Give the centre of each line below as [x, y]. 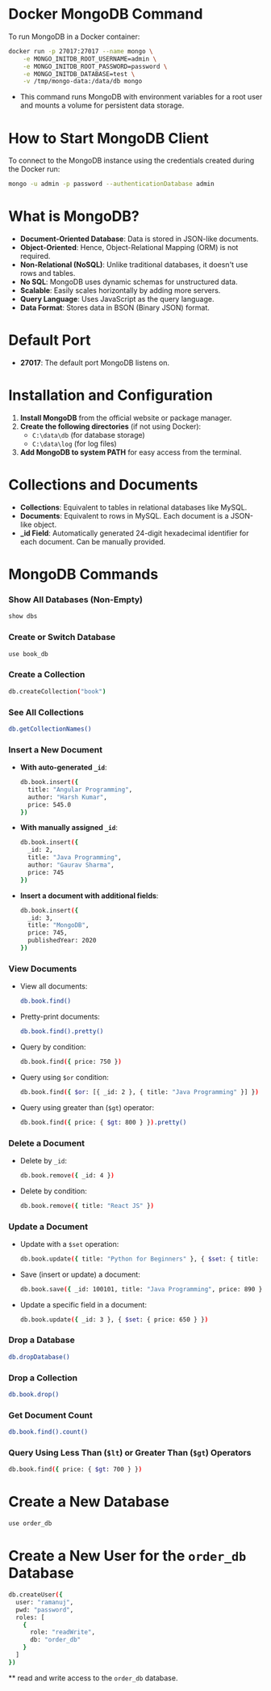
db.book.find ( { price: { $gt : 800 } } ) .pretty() [103, 1122]
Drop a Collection [43, 1378]
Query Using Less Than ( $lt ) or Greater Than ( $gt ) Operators [130, 1453]
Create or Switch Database [62, 638]
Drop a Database [42, 1340]
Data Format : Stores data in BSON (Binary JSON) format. [115, 307]
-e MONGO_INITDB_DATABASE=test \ [79, 74]
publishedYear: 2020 [62, 941]
